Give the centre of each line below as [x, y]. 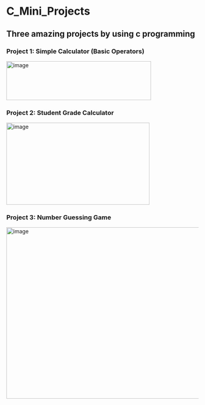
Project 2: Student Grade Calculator [60, 112]
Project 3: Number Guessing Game [59, 217]
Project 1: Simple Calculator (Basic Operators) [75, 51]
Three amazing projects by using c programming [101, 34]
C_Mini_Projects [48, 11]
